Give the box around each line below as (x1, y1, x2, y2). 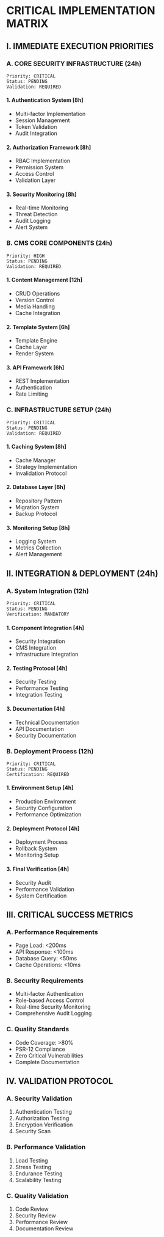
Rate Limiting (15, 390, 48, 397)
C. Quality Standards (6, 1025, 70, 1034)
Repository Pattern (15, 497, 63, 504)
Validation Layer (15, 176, 56, 184)
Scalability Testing (15, 1176, 62, 1183)
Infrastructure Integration (15, 651, 79, 658)
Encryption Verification (15, 1121, 73, 1128)
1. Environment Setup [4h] (6, 784, 74, 791)
